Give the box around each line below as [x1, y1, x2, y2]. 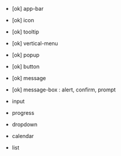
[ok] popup [11, 51, 40, 59]
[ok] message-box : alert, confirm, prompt [11, 86, 116, 93]
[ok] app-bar [11, 5, 44, 12]
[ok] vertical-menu [11, 40, 58, 47]
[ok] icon [11, 17, 34, 23]
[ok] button [11, 63, 40, 70]
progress [11, 109, 35, 116]
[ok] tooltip [11, 28, 40, 35]
